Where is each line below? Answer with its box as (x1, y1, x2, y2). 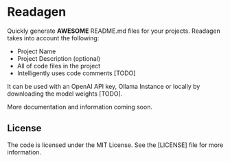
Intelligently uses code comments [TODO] (16, 69, 136, 77)
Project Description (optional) (16, 54, 101, 62)
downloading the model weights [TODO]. (7, 90, 123, 98)
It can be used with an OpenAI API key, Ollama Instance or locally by (7, 82, 200, 90)
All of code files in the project (16, 62, 101, 70)
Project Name (16, 47, 56, 55)
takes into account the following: (7, 33, 100, 42)
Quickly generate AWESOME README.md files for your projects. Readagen (7, 27, 221, 35)
